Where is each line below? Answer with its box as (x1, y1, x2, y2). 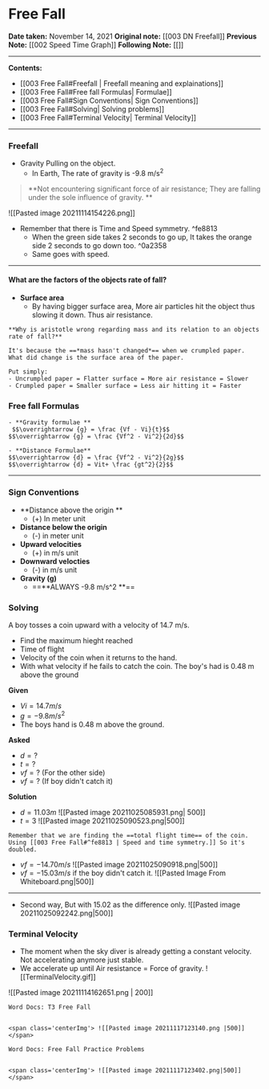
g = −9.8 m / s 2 (19, 709, 66, 720)
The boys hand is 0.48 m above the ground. (19, 720, 165, 729)
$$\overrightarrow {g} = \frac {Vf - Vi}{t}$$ (11, 426, 171, 434)
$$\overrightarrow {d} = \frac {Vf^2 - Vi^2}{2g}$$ (8, 454, 184, 462)
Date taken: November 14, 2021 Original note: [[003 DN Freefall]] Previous (8, 31, 258, 41)
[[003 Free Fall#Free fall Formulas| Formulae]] (19, 87, 172, 96)
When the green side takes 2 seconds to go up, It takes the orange (31, 232, 252, 242)
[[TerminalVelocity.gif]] (19, 972, 96, 981)
